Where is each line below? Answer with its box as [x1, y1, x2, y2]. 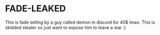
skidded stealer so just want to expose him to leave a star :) [5, 24, 126, 30]
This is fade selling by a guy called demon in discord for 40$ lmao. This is [5, 19, 156, 25]
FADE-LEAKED [5, 3, 66, 14]
